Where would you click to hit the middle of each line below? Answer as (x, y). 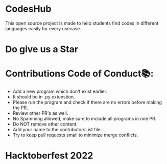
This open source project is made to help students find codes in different (82, 23)
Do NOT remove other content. (45, 124)
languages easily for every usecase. (43, 28)
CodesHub (28, 9)
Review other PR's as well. (40, 113)
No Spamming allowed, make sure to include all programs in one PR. (85, 119)
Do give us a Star (42, 49)
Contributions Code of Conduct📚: (80, 74)
